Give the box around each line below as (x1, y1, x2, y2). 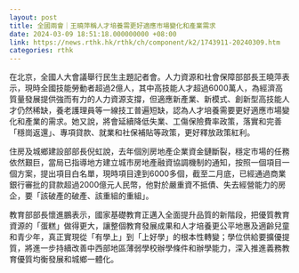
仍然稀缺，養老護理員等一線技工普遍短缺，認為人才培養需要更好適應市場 (16, 105, 282, 116)
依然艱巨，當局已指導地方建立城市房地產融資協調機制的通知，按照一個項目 (9, 157, 282, 168)
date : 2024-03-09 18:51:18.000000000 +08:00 (9, 29, 177, 38)
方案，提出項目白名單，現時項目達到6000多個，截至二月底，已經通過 (16, 168, 271, 179)
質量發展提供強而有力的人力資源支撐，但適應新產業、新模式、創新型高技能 (9, 94, 282, 105)
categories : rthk (9, 46, 74, 55)
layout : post (9, 12, 58, 22)
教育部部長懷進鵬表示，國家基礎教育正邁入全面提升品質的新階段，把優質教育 (9, 210, 290, 221)
